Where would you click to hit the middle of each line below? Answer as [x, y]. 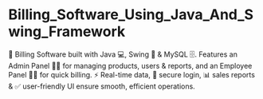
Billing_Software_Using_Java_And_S [131, 15]
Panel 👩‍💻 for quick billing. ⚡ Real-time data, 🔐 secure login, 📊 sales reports [131, 74]
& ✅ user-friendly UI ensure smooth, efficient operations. [102, 86]
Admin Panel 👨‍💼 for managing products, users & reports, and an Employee [130, 65]
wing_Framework [67, 32]
